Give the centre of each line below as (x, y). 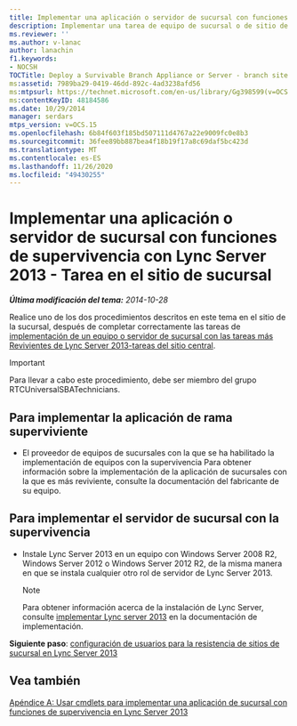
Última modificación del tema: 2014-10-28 (89, 300)
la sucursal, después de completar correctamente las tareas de (125, 327)
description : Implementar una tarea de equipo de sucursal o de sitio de (149, 26)
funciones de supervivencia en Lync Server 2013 (99, 712)
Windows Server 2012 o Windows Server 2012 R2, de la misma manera (152, 563)
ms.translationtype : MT (53, 149)
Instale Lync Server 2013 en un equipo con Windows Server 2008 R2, (149, 553)
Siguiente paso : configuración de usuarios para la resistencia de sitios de (144, 643)
